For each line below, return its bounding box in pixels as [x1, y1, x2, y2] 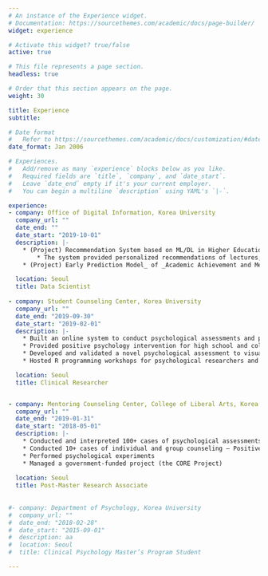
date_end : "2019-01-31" [15, 415, 94, 423]
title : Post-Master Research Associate [15, 482, 148, 490]
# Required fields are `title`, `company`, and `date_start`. [8, 172, 227, 180]
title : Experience [8, 106, 69, 114]
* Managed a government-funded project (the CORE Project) [22, 460, 223, 468]
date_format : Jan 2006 [8, 143, 84, 152]
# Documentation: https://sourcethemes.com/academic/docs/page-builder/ [8, 19, 255, 27]
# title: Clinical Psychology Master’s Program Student [8, 548, 202, 557]
